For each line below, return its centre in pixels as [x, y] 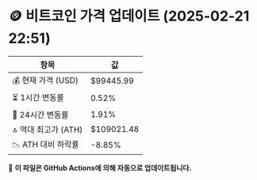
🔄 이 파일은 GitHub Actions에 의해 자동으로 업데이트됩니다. [100, 167]
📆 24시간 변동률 [40, 114]
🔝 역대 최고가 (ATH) [48, 129]
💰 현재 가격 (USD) [46, 80]
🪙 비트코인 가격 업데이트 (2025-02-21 [129, 16]
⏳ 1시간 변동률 [38, 97]
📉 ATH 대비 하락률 [46, 144]
